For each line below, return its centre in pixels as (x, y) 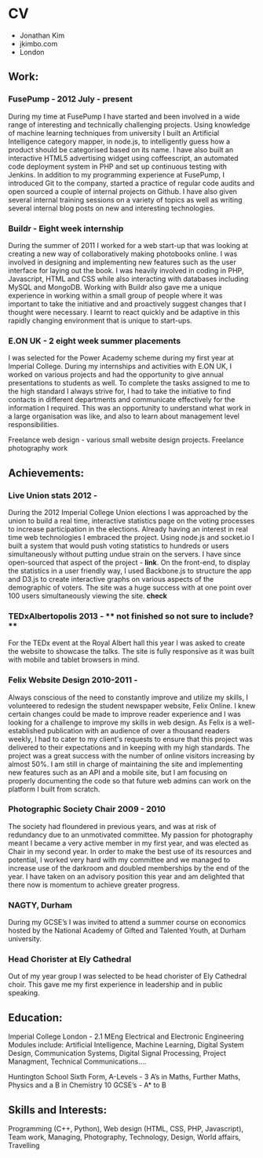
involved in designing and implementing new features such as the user (122, 262)
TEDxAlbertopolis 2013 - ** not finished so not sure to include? (131, 616)
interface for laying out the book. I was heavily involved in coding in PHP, (126, 270)
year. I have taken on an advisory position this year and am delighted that (126, 876)
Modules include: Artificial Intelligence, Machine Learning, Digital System (126, 1045)
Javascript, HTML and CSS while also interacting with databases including (128, 279)
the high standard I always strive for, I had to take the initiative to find (120, 391)
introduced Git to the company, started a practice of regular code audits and (131, 183)
